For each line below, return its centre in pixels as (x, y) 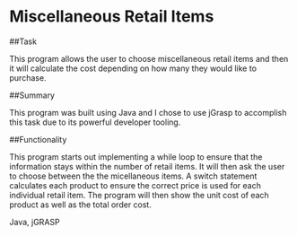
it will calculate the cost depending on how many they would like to (133, 68)
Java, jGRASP (35, 222)
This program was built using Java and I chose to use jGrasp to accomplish (148, 112)
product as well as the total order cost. (81, 205)
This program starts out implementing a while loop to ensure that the (136, 157)
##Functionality (38, 139)
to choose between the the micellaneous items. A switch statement (133, 176)
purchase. (28, 77)
